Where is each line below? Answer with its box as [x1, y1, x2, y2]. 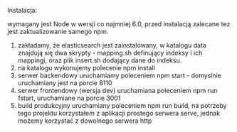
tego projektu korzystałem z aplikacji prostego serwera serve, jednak [17, 109, 221, 117]
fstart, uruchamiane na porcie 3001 [17, 94, 121, 102]
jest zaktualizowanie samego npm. [7, 28, 109, 35]
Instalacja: [7, 6, 38, 14]
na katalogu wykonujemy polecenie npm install [17, 64, 155, 72]
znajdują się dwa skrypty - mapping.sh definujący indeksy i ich [17, 49, 203, 57]
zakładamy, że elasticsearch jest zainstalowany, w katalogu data [17, 41, 206, 49]
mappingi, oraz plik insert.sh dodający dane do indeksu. [17, 56, 182, 65]
